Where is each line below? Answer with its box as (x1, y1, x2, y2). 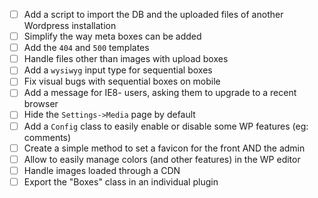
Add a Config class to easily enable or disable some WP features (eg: (23, 120, 309, 132)
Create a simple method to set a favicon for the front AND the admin (23, 142, 306, 154)
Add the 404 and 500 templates (23, 42, 150, 54)
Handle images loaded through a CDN (23, 164, 181, 176)
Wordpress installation (23, 20, 117, 32)
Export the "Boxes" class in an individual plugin (23, 175, 219, 188)
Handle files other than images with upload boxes (23, 53, 229, 65)
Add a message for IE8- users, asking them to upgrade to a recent (23, 87, 297, 99)
